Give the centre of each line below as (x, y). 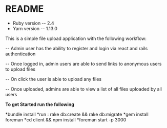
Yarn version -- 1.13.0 (35, 28)
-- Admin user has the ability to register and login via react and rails (77, 48)
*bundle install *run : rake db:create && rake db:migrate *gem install (77, 114)
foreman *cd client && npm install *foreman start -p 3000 (66, 120)
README (25, 9)
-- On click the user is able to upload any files (53, 79)
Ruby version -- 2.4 (34, 23)
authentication (20, 54)
